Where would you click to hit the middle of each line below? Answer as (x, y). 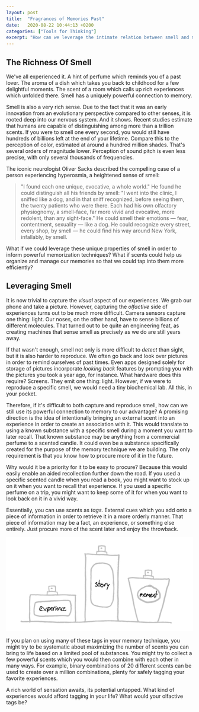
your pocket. (22, 394)
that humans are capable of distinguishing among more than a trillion (90, 126)
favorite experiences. (32, 678)
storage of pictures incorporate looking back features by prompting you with (99, 368)
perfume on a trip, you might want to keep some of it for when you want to (97, 492)
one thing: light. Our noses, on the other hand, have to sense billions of (93, 319)
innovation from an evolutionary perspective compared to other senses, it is (99, 113)
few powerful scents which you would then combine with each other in (92, 659)
